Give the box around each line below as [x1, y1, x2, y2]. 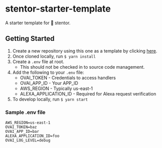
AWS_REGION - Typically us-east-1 [20, 85, 93, 91]
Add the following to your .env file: [12, 69, 85, 75]
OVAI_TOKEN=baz [5, 125, 37, 130]
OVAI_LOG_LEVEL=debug [5, 138, 51, 143]
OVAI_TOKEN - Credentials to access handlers [20, 74, 116, 81]
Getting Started [5, 34, 55, 43]
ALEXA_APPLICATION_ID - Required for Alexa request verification [20, 90, 156, 96]
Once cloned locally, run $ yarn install [12, 53, 96, 59]
